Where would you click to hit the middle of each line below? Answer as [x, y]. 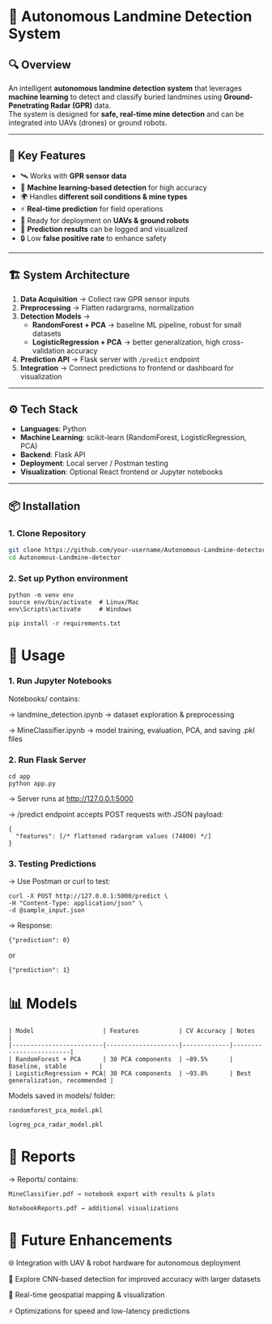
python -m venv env [41, 595]
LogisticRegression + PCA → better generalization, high [126, 342]
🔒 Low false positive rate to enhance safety [93, 238]
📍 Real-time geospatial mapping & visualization [87, 1295]
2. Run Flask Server [47, 760]
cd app [19, 776]
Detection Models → [55, 316]
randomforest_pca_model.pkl [56, 1111]
